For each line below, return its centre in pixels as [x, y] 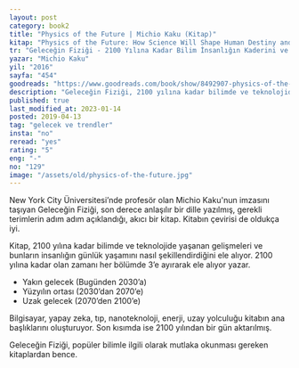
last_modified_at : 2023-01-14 [65, 109]
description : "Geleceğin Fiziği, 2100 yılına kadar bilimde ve [129, 92]
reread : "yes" [36, 142]
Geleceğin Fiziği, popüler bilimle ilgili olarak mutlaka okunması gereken [139, 345]
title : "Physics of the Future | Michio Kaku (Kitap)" [113, 34]
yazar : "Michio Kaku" [49, 59]
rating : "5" [31, 150]
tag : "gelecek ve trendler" [61, 126]
